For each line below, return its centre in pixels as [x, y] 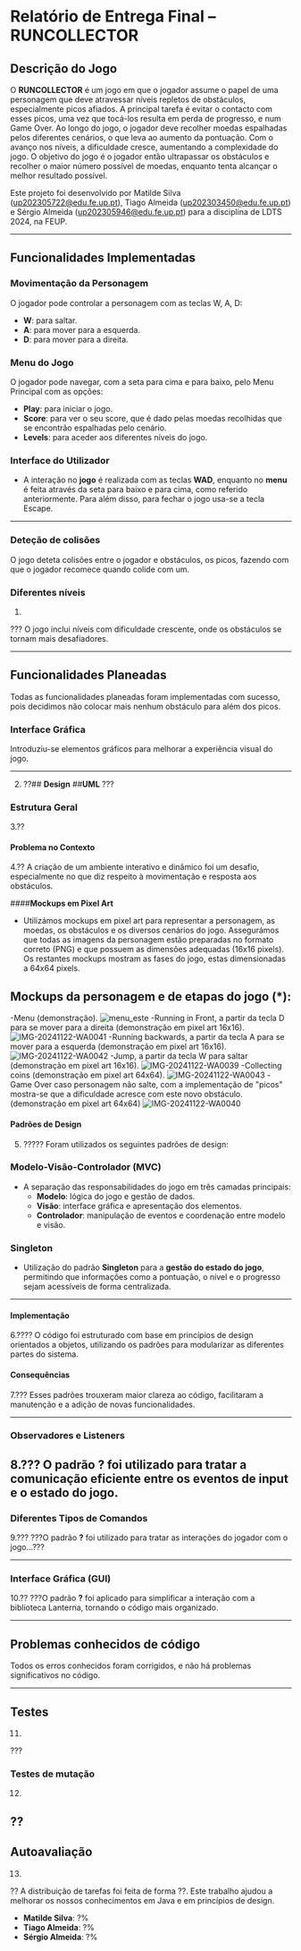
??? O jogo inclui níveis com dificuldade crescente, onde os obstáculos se [146, 629]
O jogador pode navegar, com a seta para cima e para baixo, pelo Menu [142, 381]
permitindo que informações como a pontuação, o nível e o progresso [151, 1277]
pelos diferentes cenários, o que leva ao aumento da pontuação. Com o [142, 137]
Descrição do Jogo [64, 68]
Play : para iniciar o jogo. [68, 408]
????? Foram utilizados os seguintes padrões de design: [125, 1144]
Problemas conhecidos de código [105, 1644]
